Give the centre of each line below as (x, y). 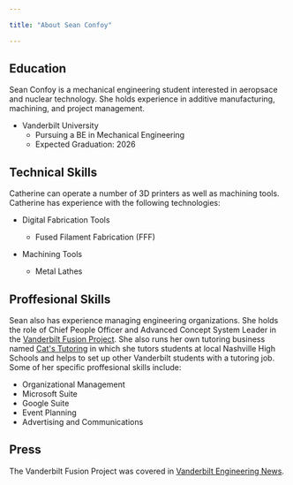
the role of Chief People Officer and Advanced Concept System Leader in (143, 330)
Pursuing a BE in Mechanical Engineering (110, 135)
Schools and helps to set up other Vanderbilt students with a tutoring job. (142, 358)
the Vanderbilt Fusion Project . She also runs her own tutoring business (137, 339)
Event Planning (49, 413)
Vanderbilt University (60, 125)
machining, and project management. (77, 109)
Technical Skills (53, 172)
